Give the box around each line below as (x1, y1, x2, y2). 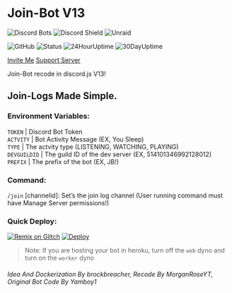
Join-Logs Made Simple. (7, 90, 118, 102)
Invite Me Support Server (7, 55, 81, 64)
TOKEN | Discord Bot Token (7, 127, 83, 136)
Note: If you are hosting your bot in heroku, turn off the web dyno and (24, 246, 225, 255)
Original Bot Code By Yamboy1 (7, 277, 97, 286)
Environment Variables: (7, 111, 90, 121)
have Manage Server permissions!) (7, 198, 110, 207)
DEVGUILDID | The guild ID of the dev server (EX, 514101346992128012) (7, 150, 212, 159)
